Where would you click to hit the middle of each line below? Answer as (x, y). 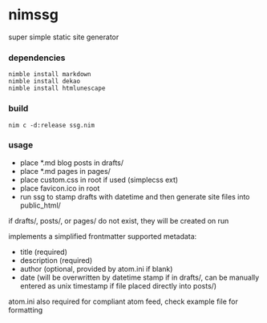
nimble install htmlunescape (57, 89)
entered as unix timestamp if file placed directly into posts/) (118, 285)
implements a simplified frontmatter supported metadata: (103, 236)
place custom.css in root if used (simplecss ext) (99, 180)
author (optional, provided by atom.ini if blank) (96, 268)
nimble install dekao (44, 82)
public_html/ (40, 205)
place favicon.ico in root (60, 188)
